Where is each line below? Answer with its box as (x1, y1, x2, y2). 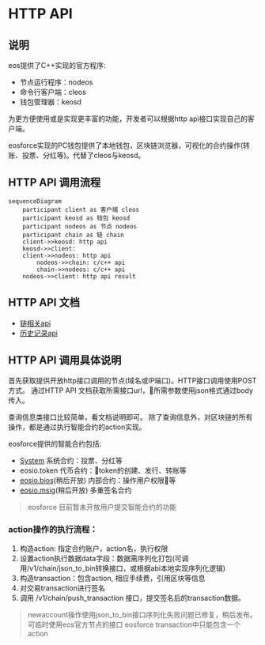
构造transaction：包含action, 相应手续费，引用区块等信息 (19, 573, 206, 583)
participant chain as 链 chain (22, 231, 124, 239)
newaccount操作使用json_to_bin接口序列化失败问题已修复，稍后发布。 (27, 609, 257, 619)
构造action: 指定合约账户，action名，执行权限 (19, 543, 168, 553)
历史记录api (19, 328, 58, 338)
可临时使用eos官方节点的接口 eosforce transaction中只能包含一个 (27, 620, 241, 629)
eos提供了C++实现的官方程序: (8, 61, 106, 70)
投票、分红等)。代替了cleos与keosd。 (21, 151, 146, 160)
